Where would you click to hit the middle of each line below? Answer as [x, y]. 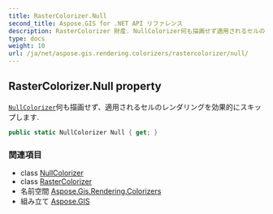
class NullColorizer [52, 173]
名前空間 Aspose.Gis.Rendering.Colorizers [91, 190]
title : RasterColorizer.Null [58, 16]
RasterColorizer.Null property [85, 86]
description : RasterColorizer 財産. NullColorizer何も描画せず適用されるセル [134, 31]
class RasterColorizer [56, 181]
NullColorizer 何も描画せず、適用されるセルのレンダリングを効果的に [125, 107]
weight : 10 [27, 46]
